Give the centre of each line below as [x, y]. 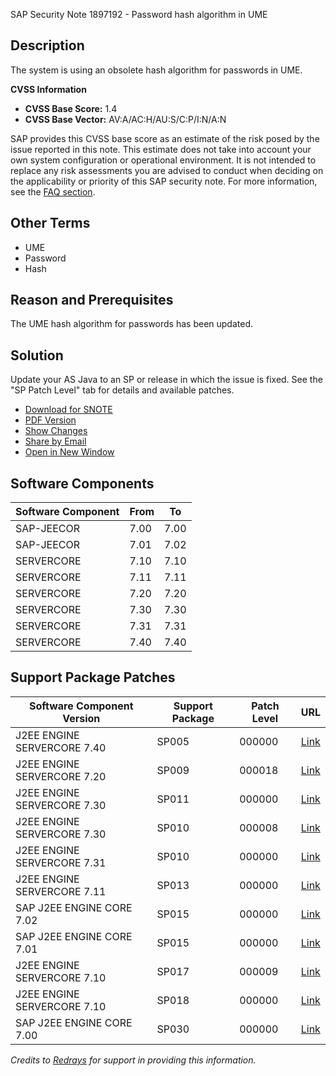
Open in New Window [69, 452]
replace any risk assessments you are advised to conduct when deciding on [167, 170]
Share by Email [55, 441]
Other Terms [50, 223]
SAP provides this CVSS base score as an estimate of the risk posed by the [165, 138]
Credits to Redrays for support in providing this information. [133, 1060]
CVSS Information [48, 89]
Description [47, 45]
